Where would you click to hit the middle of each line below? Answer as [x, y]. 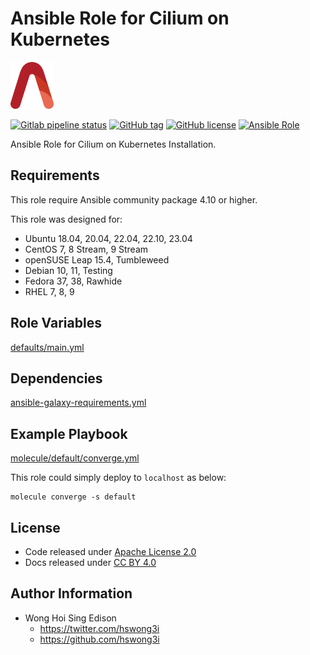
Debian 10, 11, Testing [68, 270]
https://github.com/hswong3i [99, 639]
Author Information [71, 593]
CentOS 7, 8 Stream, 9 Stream [86, 249]
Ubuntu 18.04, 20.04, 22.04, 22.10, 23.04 [108, 238]
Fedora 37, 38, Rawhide [73, 281]
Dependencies [56, 378]
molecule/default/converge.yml [75, 458]
